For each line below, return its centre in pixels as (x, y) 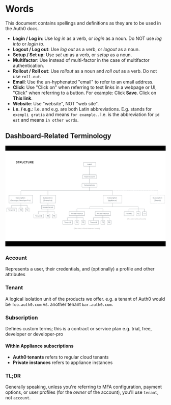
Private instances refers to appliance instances (63, 363)
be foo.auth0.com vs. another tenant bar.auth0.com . (59, 304)
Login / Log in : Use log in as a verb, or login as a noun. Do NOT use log (87, 38)
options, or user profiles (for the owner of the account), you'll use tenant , (82, 392)
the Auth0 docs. (22, 28)
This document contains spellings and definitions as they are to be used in (83, 23)
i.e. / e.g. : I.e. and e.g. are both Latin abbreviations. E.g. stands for (82, 109)
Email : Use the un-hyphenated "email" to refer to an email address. (83, 82)
